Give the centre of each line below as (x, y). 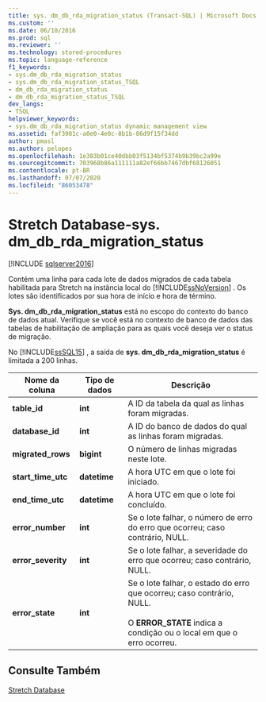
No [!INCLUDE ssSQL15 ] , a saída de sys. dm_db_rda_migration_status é (127, 352)
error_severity (40, 560)
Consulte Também (55, 671)
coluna (42, 390)
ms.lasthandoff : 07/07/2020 (55, 178)
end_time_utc (38, 499)
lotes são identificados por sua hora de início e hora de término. (112, 295)
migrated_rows (41, 453)
